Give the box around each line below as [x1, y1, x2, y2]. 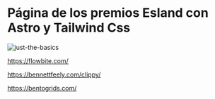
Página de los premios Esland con [7, 5, 209, 21]
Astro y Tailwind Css [7, 20, 131, 36]
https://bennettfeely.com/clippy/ [7, 70, 101, 79]
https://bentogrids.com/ [7, 84, 77, 92]
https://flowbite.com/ [7, 56, 69, 65]
